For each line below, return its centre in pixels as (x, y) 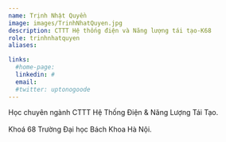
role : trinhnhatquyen (44, 38)
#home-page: (35, 67)
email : (26, 82)
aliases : (23, 45)
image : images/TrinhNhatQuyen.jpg (66, 23)
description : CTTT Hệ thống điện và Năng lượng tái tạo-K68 (110, 30)
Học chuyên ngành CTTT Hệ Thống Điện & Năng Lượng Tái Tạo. (113, 112)
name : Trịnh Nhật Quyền (48, 16)
